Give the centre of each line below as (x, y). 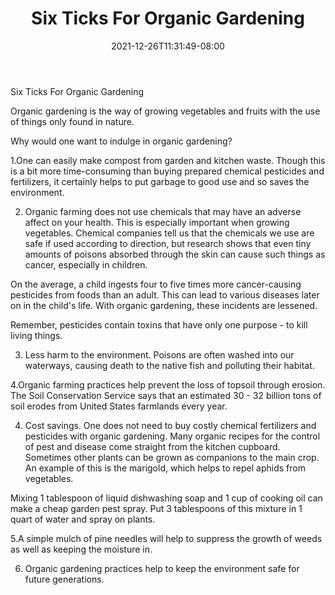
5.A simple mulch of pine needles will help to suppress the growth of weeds (166, 538)
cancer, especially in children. (86, 264)
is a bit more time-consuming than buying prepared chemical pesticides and (167, 171)
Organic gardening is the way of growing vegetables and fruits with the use (165, 111)
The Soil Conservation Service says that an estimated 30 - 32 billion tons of (166, 395)
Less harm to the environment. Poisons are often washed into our (159, 354)
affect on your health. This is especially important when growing (157, 222)
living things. (36, 335)
